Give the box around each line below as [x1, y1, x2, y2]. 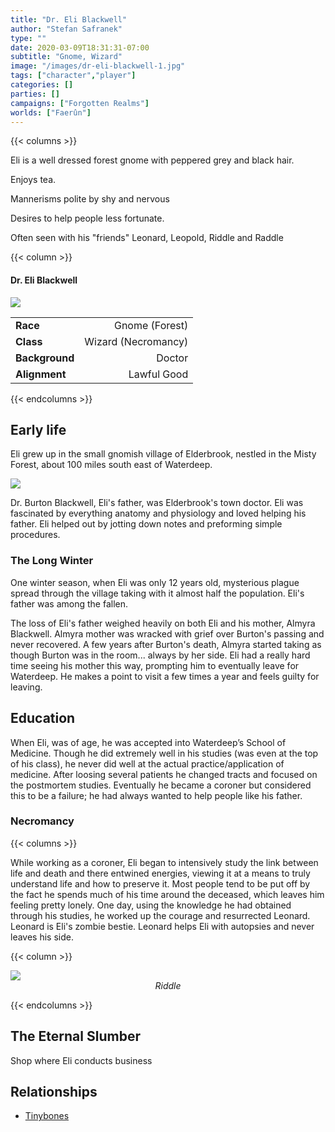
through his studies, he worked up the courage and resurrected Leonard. [10, 909, 311, 921]
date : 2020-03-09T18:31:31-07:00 [10, 42, 150, 53]
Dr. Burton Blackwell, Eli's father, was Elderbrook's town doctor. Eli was [10, 497, 304, 509]
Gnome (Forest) [113, 318, 189, 332]
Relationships [10, 1084, 98, 1100]
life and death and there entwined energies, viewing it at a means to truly [10, 867, 311, 879]
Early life [10, 421, 67, 438]
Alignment [15, 367, 67, 381]
